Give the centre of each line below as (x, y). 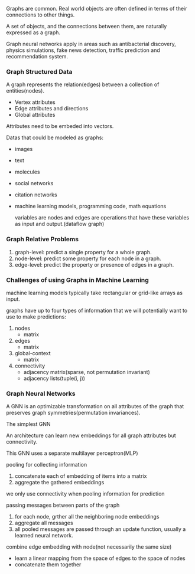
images (24, 149)
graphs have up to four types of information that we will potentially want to (97, 310)
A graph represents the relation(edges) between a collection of (83, 84)
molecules (27, 172)
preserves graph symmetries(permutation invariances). (73, 413)
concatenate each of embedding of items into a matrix (81, 476)
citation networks (36, 195)
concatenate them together (48, 565)
